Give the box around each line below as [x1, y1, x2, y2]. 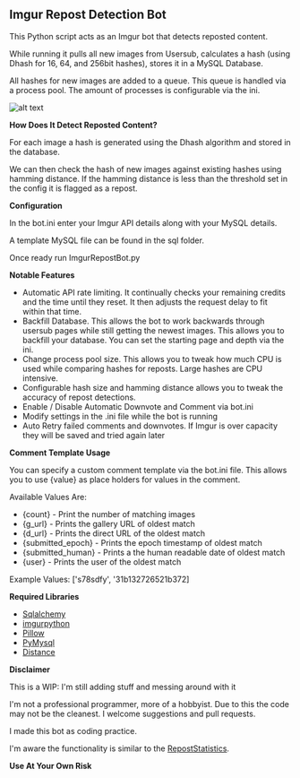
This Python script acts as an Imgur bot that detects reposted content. [9, 30, 269, 41]
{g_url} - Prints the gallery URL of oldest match [21, 518, 195, 529]
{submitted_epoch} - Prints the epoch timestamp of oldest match [21, 537, 262, 548]
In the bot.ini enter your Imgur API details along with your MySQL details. [9, 217, 278, 228]
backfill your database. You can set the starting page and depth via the [21, 334, 285, 345]
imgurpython [21, 618, 70, 628]
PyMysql [21, 636, 56, 648]
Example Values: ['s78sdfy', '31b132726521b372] [9, 574, 190, 584]
